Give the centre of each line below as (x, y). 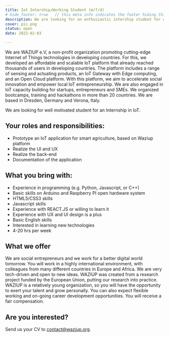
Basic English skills (32, 219)
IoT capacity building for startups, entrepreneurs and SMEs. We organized (82, 90)
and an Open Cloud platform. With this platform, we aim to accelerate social (83, 79)
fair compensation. (25, 301)
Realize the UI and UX (35, 149)
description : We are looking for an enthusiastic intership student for (83, 19)
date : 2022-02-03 (23, 33)
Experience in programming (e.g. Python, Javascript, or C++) (76, 188)
